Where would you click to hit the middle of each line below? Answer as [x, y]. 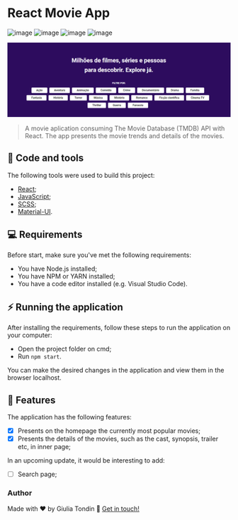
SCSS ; [27, 204]
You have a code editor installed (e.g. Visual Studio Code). [102, 284]
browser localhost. [34, 378]
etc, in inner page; [44, 447]
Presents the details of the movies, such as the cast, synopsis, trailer [118, 439]
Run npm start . [39, 356]
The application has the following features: [70, 417]
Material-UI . [35, 211]
